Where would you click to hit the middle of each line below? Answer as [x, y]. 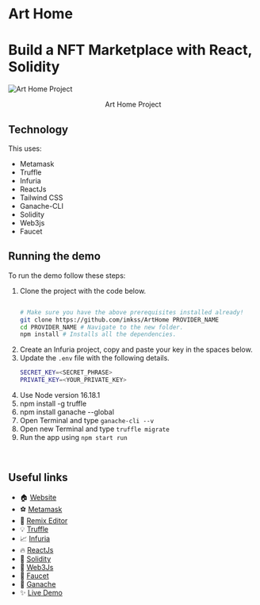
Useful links [38, 478]
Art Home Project [133, 105]
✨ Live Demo [41, 592]
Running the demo [55, 256]
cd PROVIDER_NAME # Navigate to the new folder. [101, 327]
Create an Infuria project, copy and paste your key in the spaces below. [136, 349]
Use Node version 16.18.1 [60, 395]
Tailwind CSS [41, 197]
